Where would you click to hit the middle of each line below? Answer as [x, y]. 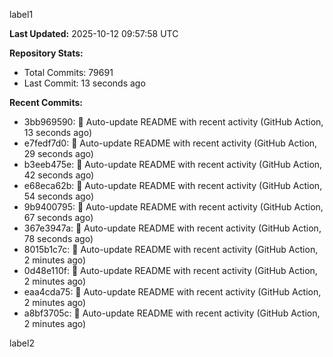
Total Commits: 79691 [68, 72]
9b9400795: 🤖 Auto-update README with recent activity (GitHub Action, [173, 207]
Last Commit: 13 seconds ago [84, 83]
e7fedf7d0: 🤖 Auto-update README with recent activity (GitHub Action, [170, 143]
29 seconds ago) [58, 153]
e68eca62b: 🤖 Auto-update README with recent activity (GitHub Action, [173, 185]
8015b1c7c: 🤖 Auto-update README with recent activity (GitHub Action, [171, 249]
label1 [21, 14]
